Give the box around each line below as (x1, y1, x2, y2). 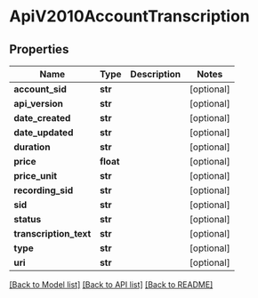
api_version (13, 98, 64, 109)
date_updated (13, 126, 74, 139)
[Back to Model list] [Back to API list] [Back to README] (9, 279, 214, 290)
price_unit (13, 170, 58, 181)
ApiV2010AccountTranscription (9, 6, 251, 27)
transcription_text (13, 228, 92, 239)
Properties (9, 42, 69, 57)
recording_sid (13, 184, 74, 197)
